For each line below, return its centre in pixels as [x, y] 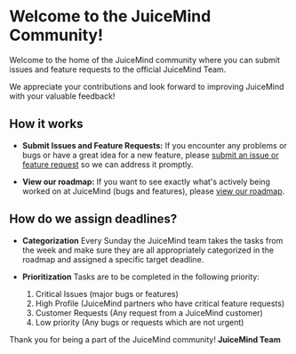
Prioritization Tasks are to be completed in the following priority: [141, 277]
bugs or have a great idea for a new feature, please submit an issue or [150, 155]
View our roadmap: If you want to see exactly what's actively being [146, 181]
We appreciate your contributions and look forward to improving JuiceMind [147, 86]
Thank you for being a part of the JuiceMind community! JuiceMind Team [145, 339]
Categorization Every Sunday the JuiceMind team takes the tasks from [152, 240]
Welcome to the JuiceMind [110, 16]
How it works [46, 124]
